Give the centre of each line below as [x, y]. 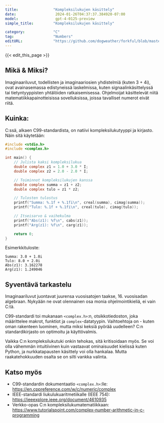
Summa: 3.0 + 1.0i [24, 257]
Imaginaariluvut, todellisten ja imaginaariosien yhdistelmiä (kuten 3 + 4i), [78, 82]
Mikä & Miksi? [27, 71]
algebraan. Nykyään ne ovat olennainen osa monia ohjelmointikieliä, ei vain [81, 302]
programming [26, 415]
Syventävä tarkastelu [38, 284]
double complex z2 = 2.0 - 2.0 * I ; [51, 171]
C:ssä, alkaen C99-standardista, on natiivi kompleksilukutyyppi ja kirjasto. [79, 130]
